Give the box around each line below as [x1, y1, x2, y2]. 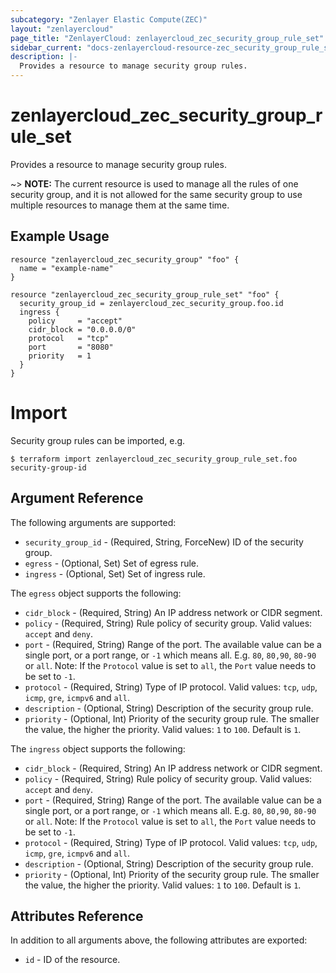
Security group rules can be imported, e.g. [10, 434, 186, 446]
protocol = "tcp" [28, 333, 110, 343]
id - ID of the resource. [24, 954, 121, 966]
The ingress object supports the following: [10, 742, 186, 755]
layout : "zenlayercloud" [10, 24, 114, 34]
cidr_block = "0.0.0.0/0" [28, 324, 137, 335]
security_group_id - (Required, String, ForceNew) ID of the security [24, 536, 304, 548]
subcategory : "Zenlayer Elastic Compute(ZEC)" [10, 14, 208, 25]
